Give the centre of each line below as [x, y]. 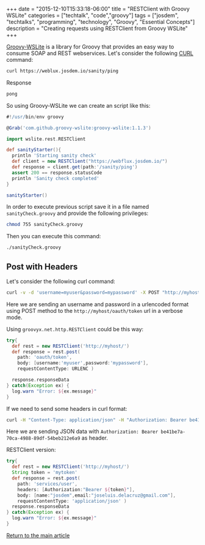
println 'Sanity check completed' [56, 178]
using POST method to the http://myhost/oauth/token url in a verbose [95, 310]
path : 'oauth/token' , [45, 358]
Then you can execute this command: [54, 236]
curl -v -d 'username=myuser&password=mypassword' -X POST [83, 292]
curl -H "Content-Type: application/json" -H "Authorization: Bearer [97, 420]
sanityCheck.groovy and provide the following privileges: [77, 213]
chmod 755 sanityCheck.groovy [45, 225]
